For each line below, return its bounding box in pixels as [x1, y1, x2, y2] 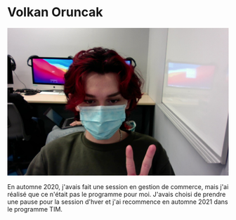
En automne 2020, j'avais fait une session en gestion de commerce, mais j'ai [7, 182, 229, 190]
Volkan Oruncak [7, 4, 103, 20]
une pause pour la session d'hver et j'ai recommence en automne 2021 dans [7, 198, 228, 206]
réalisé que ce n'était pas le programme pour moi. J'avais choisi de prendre [7, 190, 226, 198]
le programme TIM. [7, 205, 63, 213]
